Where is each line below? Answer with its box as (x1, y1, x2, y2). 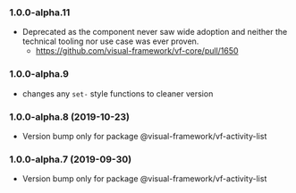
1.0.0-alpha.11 (9, 6, 71, 19)
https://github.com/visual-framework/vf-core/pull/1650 (35, 46, 239, 56)
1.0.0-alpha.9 (9, 68, 70, 80)
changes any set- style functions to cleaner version (21, 88, 214, 99)
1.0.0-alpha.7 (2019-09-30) (9, 153, 132, 165)
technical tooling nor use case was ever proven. (21, 36, 199, 46)
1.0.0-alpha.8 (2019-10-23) (9, 110, 130, 122)
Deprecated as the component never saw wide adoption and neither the (21, 27, 288, 38)
